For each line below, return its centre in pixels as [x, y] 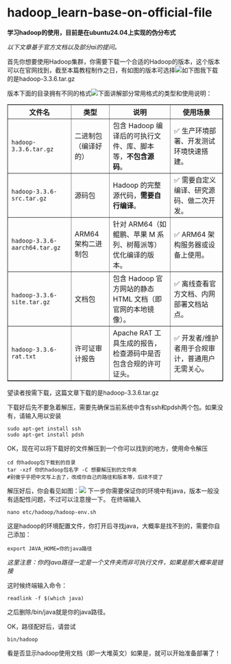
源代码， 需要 [133, 195]
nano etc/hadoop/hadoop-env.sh [52, 512]
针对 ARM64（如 [139, 224]
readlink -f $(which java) [46, 598]
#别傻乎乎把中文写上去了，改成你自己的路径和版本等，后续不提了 [85, 477]
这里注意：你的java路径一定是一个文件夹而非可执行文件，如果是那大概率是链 [115, 562]
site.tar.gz [31, 302]
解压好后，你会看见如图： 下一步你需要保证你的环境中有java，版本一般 [110, 491]
